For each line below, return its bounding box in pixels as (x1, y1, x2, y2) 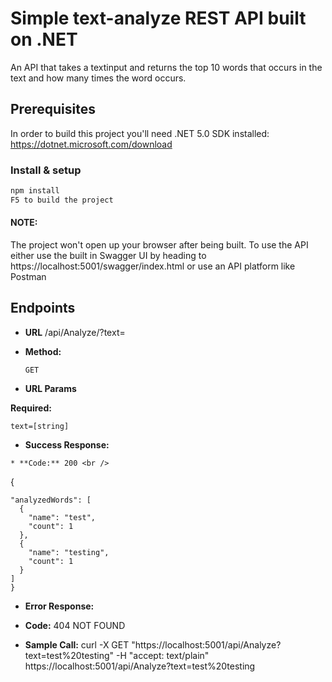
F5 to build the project (10, 195, 114, 205)
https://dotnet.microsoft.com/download (10, 138, 173, 150)
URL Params (24, 382, 77, 394)
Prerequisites (10, 101, 96, 118)
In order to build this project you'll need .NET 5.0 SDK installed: (10, 127, 270, 139)
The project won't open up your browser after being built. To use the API (10, 239, 309, 251)
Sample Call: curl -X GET (24, 638, 130, 651)
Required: (10, 402, 52, 414)
